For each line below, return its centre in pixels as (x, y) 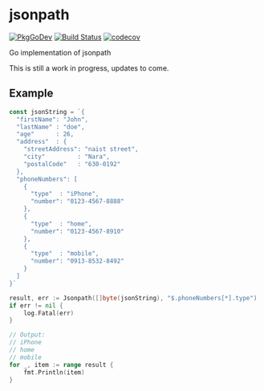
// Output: (27, 335)
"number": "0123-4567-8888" (77, 202)
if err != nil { (36, 305)
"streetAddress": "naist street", (81, 149)
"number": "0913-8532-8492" (77, 261)
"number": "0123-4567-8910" (77, 231)
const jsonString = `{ (47, 112)
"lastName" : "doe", (51, 127)
